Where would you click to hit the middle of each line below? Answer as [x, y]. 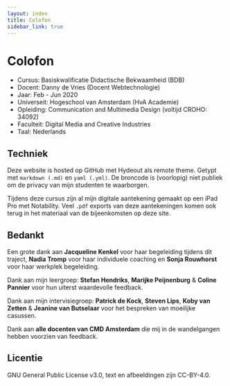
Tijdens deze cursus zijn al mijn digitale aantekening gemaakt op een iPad [113, 199]
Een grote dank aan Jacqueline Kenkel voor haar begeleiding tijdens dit [110, 251]
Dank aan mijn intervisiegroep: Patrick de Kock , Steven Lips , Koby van [109, 301]
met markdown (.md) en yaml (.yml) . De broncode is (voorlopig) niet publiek [115, 178]
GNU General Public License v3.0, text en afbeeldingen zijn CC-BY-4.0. [109, 375]
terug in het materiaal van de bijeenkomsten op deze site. [89, 213]
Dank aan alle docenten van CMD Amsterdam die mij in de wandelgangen [114, 329]
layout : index [28, 14]
